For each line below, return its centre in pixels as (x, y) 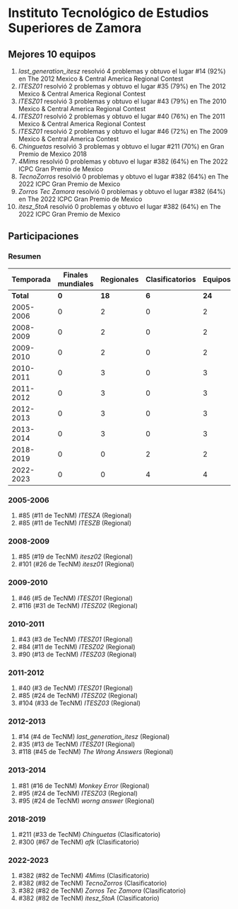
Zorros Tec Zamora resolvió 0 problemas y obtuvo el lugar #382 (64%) (121, 191)
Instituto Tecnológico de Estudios (108, 13)
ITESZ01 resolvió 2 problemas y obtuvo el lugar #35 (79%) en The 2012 (122, 86)
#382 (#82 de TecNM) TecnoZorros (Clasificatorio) (93, 884)
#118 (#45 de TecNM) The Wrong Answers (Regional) (96, 752)
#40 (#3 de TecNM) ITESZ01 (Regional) (76, 688)
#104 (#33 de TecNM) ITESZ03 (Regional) (79, 703)
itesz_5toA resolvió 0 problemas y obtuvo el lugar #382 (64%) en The (119, 206)
